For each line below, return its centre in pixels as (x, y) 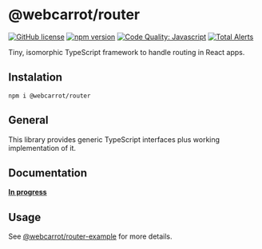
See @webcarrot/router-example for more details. (91, 236)
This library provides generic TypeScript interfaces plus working (114, 139)
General (29, 120)
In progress (28, 192)
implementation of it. (42, 148)
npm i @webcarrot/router (50, 96)
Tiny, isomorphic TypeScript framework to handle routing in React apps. (127, 52)
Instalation (35, 77)
